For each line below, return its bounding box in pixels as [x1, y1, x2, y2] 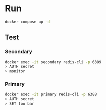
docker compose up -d [5, 19, 50, 24]
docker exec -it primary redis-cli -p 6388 [5, 92, 97, 97]
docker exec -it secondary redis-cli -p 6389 [5, 59, 101, 65]
